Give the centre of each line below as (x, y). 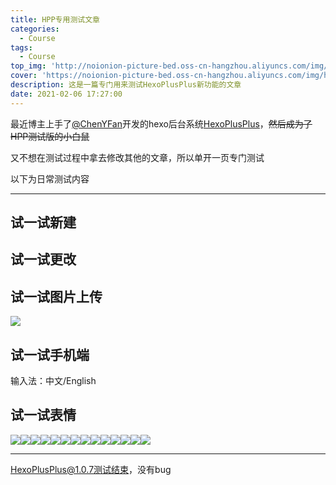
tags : (21, 47)
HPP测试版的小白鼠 (50, 136)
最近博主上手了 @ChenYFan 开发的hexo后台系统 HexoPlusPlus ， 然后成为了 (161, 123)
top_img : (28, 66)
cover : (24, 76)
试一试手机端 (50, 354)
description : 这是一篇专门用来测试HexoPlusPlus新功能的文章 (126, 85)
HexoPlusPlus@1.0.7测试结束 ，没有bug (91, 469)
